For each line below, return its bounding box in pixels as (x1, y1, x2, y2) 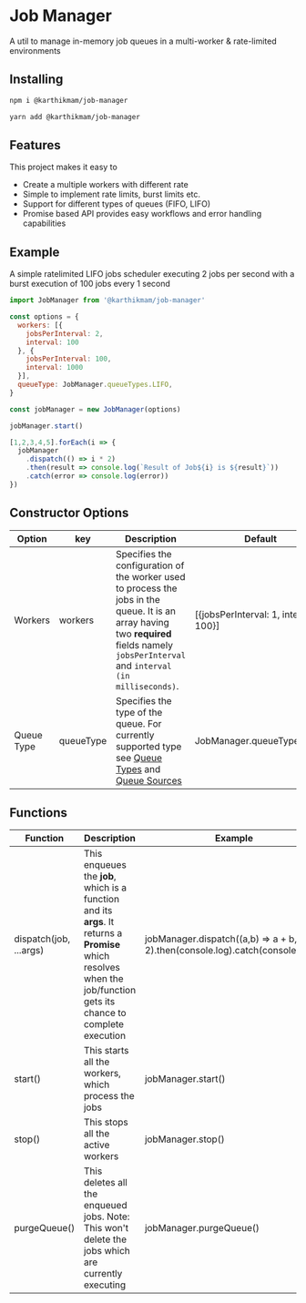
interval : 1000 (25, 363, 84, 372)
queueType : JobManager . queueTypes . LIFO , (17, 380, 173, 389)
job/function (83, 984, 137, 997)
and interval (115, 659, 172, 672)
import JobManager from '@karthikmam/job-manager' (9, 296, 206, 305)
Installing (9, 72, 64, 87)
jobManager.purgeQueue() (144, 1222, 260, 1235)
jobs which (83, 1245, 130, 1257)
